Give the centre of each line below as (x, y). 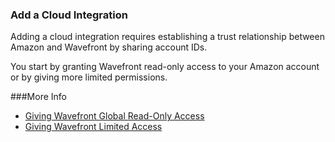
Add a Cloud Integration (69, 15)
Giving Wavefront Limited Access (93, 127)
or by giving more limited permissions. (89, 77)
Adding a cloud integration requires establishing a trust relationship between (167, 37)
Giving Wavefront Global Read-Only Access (114, 116)
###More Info (38, 97)
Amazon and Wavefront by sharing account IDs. (109, 47)
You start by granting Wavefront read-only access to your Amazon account (165, 67)
